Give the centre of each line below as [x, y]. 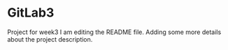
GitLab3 [31, 13]
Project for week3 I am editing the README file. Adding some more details [114, 32]
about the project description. [50, 39]
